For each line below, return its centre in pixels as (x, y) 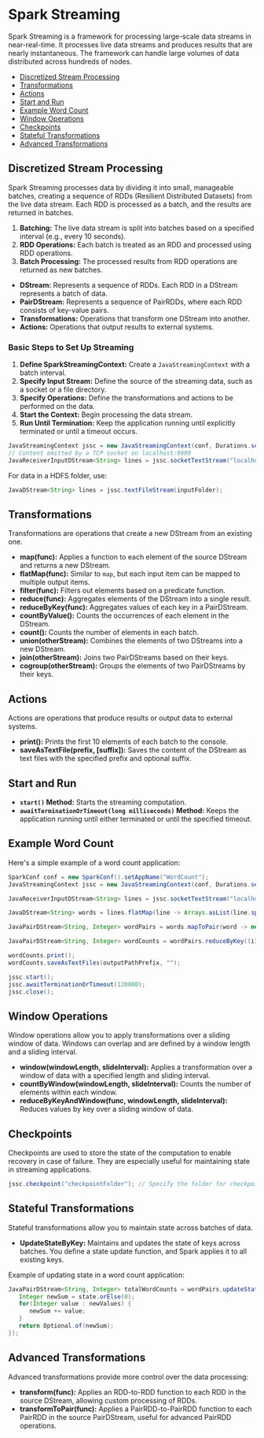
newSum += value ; (57, 1311)
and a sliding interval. (43, 1052)
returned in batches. (41, 212)
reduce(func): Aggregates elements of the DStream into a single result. (135, 599)
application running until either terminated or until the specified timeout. (136, 819)
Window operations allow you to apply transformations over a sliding (119, 1035)
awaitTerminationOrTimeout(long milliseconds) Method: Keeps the (129, 810)
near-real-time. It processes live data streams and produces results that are (130, 44)
